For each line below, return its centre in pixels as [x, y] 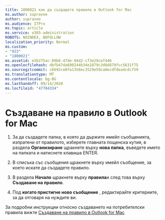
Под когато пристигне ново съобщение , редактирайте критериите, [85, 192]
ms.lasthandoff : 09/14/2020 [34, 83]
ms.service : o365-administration [40, 33]
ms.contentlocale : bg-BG [31, 79]
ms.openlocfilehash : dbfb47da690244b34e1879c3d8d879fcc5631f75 [72, 65]
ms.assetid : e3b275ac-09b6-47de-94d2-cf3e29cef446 [58, 61]
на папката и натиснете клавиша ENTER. [55, 153]
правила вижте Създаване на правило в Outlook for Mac [65, 213]
